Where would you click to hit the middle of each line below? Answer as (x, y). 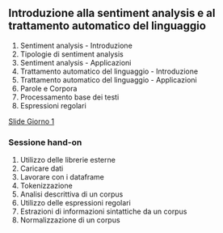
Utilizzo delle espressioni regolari (75, 203)
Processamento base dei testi (69, 97)
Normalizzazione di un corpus (70, 220)
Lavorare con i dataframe (62, 177)
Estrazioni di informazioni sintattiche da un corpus (103, 212)
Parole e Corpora (48, 88)
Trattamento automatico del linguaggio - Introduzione (109, 71)
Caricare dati (42, 168)
